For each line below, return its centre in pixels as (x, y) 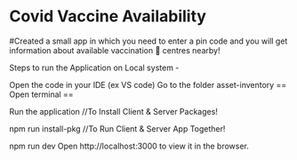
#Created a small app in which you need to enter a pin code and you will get (148, 41)
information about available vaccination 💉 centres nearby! (115, 50)
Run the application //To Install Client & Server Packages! (113, 111)
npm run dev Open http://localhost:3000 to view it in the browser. (129, 146)
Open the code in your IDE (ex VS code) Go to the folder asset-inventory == (148, 84)
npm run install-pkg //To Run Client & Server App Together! (117, 128)
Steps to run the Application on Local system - (94, 68)
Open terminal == (41, 94)
